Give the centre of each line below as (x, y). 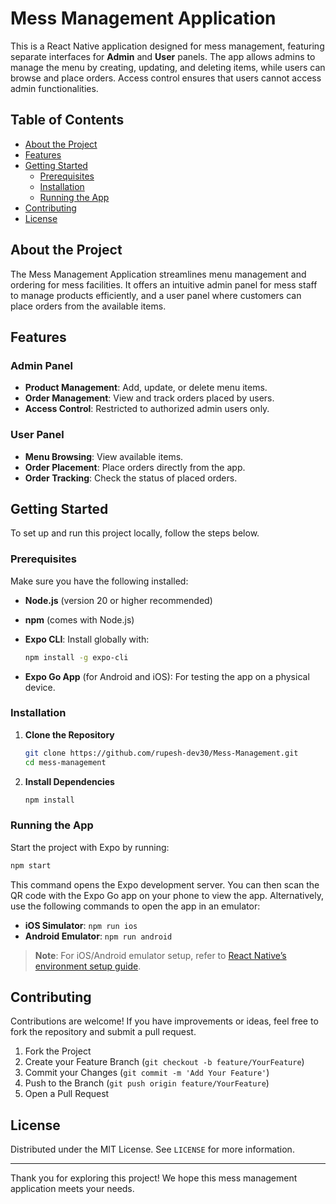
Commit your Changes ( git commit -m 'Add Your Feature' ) (147, 1073)
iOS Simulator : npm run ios (81, 925)
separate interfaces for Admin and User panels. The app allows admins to (163, 56)
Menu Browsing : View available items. (104, 456)
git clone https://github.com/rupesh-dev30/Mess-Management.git (161, 753)
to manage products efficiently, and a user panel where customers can (156, 295)
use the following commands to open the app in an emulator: (135, 906)
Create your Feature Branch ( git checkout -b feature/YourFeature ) (164, 1062)
